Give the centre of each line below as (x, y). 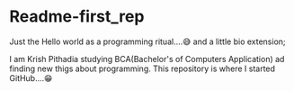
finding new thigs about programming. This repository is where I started (143, 68)
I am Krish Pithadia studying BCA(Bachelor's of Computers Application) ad (147, 59)
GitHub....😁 (31, 77)
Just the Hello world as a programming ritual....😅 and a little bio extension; (147, 41)
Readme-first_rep (77, 17)
